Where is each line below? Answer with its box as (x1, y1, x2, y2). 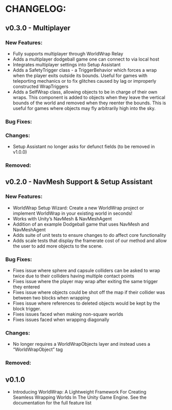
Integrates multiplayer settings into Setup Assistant (12, 61, 121, 67)
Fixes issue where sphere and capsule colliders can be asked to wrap (12, 268, 160, 273)
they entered (12, 284, 40, 290)
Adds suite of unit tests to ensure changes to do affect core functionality (12, 232, 166, 238)
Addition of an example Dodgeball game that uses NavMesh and (12, 221, 149, 227)
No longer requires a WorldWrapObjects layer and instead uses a (12, 341, 150, 347)
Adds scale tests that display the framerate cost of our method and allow (12, 237, 167, 244)
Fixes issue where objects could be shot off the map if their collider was (12, 289, 165, 295)
